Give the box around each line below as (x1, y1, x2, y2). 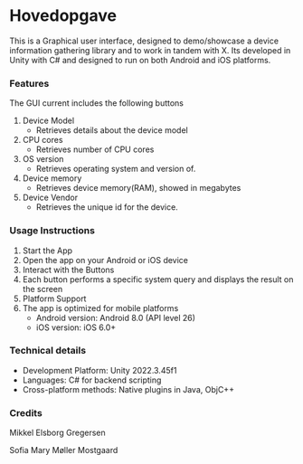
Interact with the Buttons (22, 264, 115, 275)
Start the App (22, 245, 73, 256)
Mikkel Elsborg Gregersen (9, 427, 106, 439)
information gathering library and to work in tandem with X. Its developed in (9, 44, 291, 55)
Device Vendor (22, 192, 79, 204)
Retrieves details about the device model (35, 125, 188, 136)
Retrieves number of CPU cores (35, 144, 155, 155)
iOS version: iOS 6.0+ (35, 322, 117, 333)
